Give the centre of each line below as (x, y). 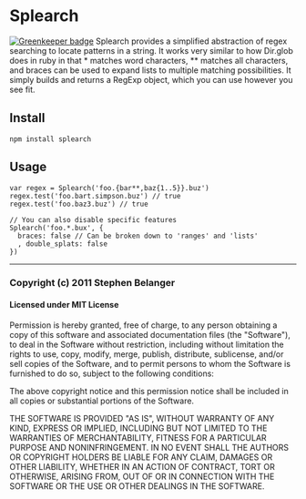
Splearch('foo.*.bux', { (56, 228)
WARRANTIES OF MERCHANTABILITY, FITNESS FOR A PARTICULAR (138, 437)
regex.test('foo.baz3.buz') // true (79, 204)
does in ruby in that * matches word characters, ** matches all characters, (149, 60)
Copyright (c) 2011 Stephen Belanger (92, 283)
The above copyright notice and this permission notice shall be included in (149, 391)
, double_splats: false (62, 244)
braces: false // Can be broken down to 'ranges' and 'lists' (138, 236)
